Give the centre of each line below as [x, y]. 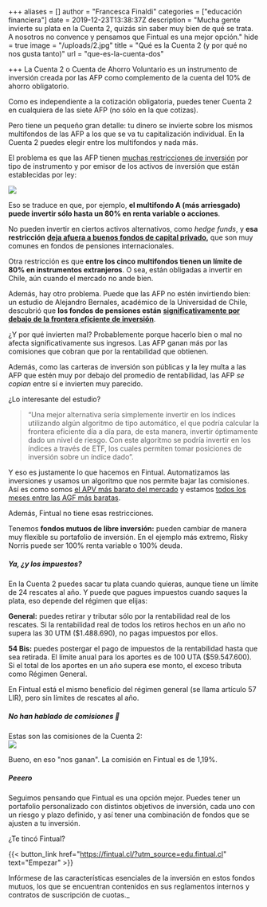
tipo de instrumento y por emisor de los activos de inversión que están [124, 166]
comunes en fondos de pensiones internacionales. [91, 246]
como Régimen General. [48, 674]
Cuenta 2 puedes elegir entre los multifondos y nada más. [103, 142]
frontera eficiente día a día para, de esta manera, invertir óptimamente [143, 432]
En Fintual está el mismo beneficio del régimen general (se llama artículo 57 [132, 689]
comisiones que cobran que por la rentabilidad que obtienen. [108, 351]
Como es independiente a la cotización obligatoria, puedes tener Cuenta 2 [130, 102]
